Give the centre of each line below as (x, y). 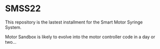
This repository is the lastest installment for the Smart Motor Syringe (74, 22)
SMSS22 (23, 9)
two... (11, 42)
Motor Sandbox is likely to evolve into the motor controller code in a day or (80, 37)
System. (13, 27)
